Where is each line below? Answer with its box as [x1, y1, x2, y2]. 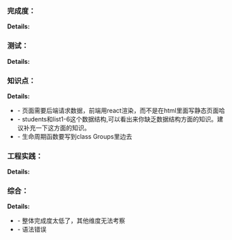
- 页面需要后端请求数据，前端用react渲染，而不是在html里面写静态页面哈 [17, 106, 225, 114]
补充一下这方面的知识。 [23, 123, 91, 132]
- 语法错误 [17, 225, 47, 234]
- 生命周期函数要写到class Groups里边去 [17, 132, 133, 140]
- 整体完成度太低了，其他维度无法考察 [17, 216, 126, 225]
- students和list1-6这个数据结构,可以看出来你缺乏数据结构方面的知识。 [17, 114, 217, 123]
